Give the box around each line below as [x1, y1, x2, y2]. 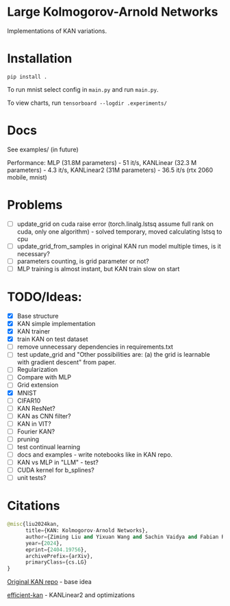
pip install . [7, 73, 48, 80]
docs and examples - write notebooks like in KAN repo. [16, 451, 173, 459]
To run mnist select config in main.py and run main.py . [7, 85, 159, 93]
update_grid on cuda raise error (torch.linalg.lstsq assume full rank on [16, 220, 214, 228]
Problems [7, 197, 63, 212]
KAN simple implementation [16, 320, 96, 327]
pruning [16, 435, 40, 443]
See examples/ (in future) [7, 145, 79, 153]
